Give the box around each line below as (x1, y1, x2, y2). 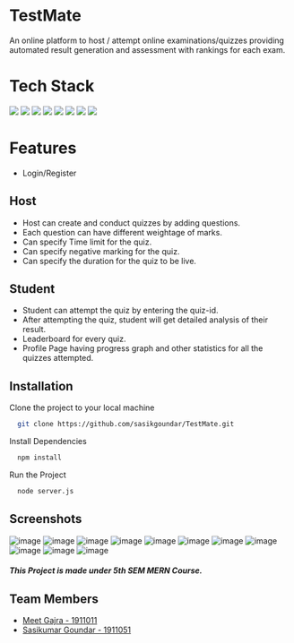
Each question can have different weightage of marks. (22, 227, 222, 237)
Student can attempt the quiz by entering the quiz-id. (22, 305, 219, 316)
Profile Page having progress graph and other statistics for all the (22, 343, 264, 354)
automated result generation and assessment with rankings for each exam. (9, 44, 286, 55)
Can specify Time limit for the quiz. (22, 236, 152, 247)
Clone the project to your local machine (9, 402, 155, 413)
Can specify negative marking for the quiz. (22, 245, 180, 256)
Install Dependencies (9, 436, 87, 447)
